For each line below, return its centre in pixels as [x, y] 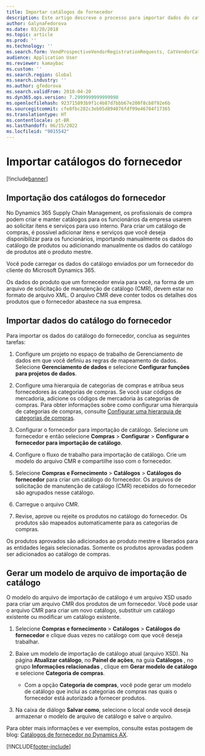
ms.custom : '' [24, 69]
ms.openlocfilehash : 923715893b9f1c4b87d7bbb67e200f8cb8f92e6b [88, 103]
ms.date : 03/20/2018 [33, 29]
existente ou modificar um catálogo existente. [64, 617]
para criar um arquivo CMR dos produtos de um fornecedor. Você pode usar [102, 604]
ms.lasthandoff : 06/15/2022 [42, 126]
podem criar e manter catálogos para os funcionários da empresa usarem [99, 219]
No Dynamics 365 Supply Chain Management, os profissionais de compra [99, 212]
